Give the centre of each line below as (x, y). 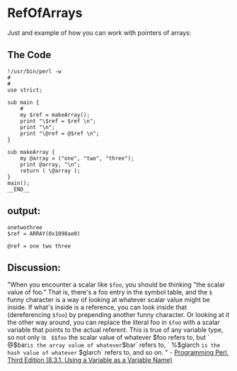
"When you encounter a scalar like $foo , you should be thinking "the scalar (116, 284)
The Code (29, 55)
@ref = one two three (39, 246)
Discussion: (34, 267)
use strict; (25, 90)
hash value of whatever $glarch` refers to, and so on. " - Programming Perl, (118, 353)
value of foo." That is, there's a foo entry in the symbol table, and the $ (110, 292)
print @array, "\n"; (50, 165)
